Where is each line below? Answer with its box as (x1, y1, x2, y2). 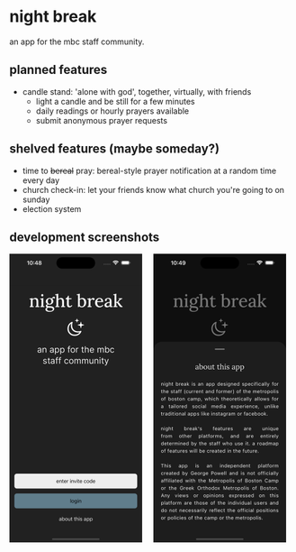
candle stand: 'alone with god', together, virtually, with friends (22, 86, 252, 97)
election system (22, 203, 82, 214)
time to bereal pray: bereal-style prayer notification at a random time (22, 165, 277, 176)
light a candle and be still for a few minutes (35, 96, 195, 106)
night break (9, 6, 97, 27)
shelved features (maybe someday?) (9, 142, 220, 157)
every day (22, 174, 60, 186)
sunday (22, 194, 50, 205)
